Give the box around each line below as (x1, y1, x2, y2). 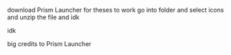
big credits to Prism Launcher (7, 40, 92, 47)
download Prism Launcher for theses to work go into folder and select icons (7, 6, 224, 14)
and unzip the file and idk (7, 13, 80, 21)
